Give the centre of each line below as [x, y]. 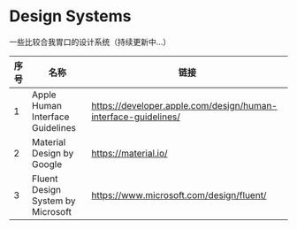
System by [54, 201]
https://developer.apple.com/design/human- [185, 105]
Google [47, 164]
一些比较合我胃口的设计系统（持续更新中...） [90, 42]
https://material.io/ [129, 153]
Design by [53, 153]
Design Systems [70, 16]
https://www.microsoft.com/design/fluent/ [179, 195]
